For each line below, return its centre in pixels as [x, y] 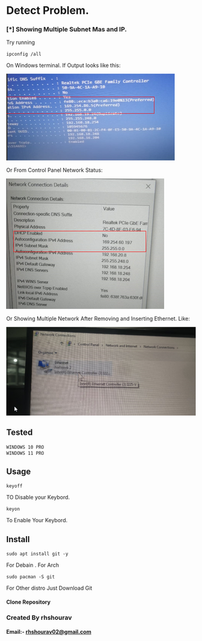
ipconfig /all [24, 54]
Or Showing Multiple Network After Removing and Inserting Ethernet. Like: [98, 319]
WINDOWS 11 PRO [25, 453]
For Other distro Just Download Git [49, 588]
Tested [20, 433]
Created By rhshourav [39, 617]
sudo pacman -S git [31, 577]
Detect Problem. [47, 11]
